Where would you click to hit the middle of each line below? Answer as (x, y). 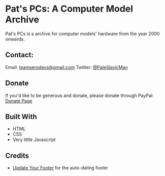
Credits (17, 155)
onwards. (15, 39)
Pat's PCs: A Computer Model (69, 9)
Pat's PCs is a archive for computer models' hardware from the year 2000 (82, 33)
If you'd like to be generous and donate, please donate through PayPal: (79, 95)
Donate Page (19, 101)
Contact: (20, 55)
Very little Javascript (34, 139)
